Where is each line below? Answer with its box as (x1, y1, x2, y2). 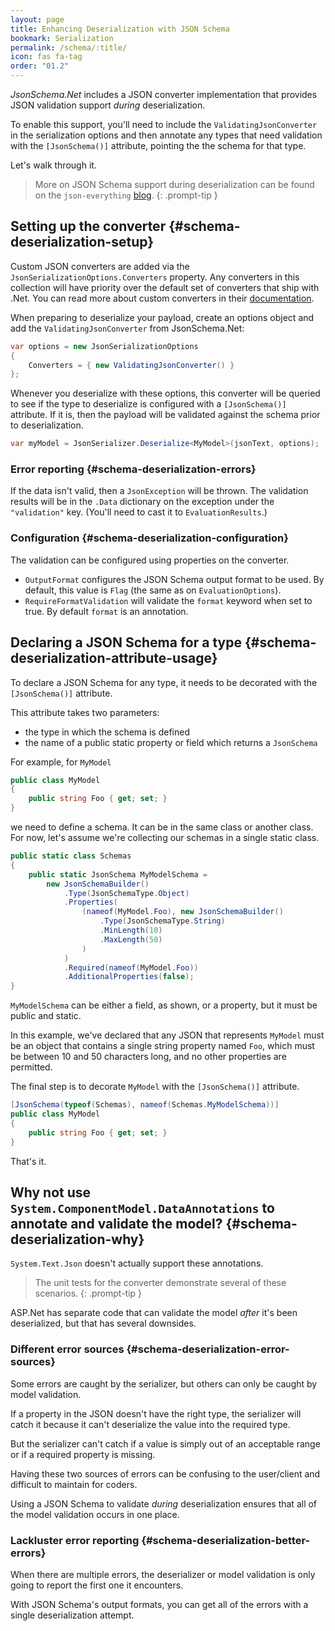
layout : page (10, 14, 65, 25)
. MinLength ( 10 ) (99, 926, 163, 936)
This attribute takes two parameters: (10, 706, 160, 718)
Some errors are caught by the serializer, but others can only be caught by (10, 1377, 318, 1390)
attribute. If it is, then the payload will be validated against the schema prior (10, 409, 321, 421)
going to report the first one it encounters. (10, 1579, 184, 1591)
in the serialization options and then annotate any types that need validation (10, 129, 323, 141)
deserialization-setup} (10, 234, 155, 251)
